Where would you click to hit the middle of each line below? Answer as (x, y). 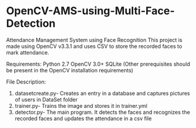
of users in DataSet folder (46, 100)
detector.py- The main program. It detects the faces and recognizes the (102, 112)
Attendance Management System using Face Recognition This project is (94, 40)
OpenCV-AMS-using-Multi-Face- (91, 11)
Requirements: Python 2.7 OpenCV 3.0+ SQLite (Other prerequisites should (98, 64)
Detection (31, 23)
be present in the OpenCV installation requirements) (70, 70)
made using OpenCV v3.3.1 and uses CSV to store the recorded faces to (94, 46)
